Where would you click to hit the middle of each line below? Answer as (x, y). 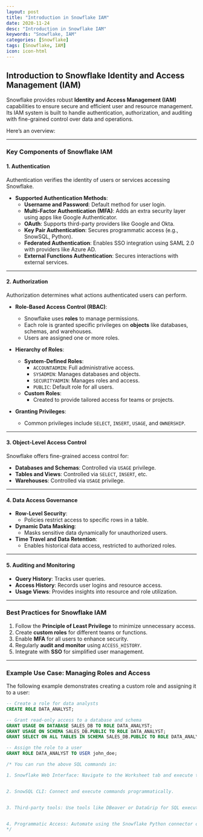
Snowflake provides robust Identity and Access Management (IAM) (92, 100)
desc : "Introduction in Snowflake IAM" (56, 29)
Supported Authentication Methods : (61, 198)
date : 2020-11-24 (28, 23)
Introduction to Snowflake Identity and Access (95, 76)
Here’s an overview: (31, 131)
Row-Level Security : (41, 514)
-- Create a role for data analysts (52, 704)
